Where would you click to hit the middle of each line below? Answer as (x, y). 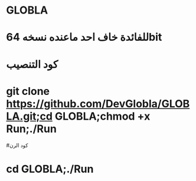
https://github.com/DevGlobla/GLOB (98, 103)
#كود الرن (17, 145)
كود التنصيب (32, 64)
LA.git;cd (30, 116)
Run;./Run (32, 129)
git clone (28, 91)
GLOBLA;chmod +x (102, 116)
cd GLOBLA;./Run (50, 169)
